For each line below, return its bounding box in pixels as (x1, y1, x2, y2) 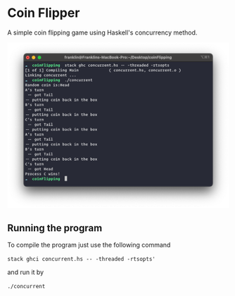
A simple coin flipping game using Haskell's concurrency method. (7, 28, 198, 37)
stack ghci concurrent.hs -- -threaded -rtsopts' (7, 256, 156, 263)
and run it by (7, 268, 44, 276)
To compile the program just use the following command (7, 241, 171, 249)
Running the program (7, 222, 103, 234)
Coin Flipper (7, 5, 80, 21)
